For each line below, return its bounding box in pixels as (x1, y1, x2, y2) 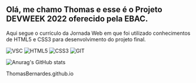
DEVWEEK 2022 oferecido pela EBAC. (6, 14, 148, 24)
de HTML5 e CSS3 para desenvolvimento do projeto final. (6, 35, 146, 43)
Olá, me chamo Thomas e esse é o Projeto (6, 5, 163, 15)
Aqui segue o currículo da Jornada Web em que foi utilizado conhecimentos (6, 29, 191, 36)
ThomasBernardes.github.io (6, 70, 74, 77)
